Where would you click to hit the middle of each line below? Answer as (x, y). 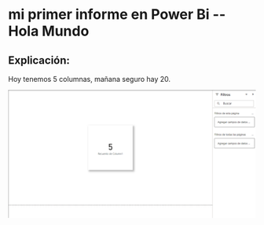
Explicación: (39, 60)
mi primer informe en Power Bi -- (117, 15)
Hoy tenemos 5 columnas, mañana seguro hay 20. (90, 79)
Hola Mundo (49, 31)
